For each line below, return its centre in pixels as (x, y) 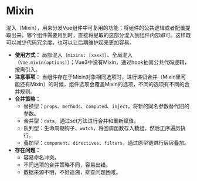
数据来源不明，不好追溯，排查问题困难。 (72, 172)
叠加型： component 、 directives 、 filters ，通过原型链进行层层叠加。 (106, 142)
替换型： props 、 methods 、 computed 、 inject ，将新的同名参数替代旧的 (106, 106)
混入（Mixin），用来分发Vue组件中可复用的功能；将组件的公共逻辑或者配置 (96, 28)
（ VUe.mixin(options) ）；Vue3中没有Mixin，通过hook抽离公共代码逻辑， (102, 62)
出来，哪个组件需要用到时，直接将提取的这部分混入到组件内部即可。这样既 (101, 35)
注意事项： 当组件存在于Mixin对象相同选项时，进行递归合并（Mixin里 (98, 77)
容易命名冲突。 (41, 157)
